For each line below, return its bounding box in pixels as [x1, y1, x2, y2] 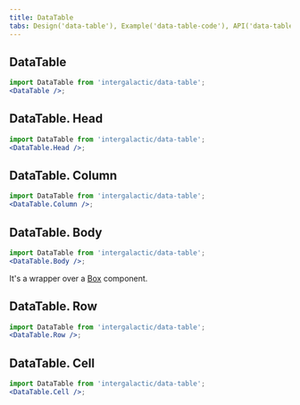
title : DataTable [9, 13, 74, 22]
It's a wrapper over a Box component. [9, 273, 148, 283]
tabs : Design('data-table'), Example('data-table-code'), [9, 21, 229, 30]
